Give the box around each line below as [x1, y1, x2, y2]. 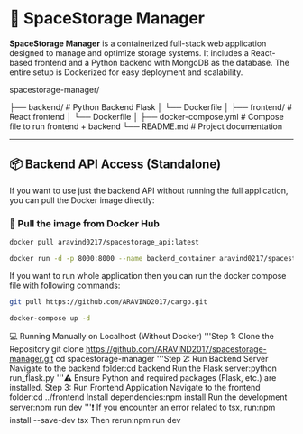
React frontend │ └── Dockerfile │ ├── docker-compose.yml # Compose [9, 111, 284, 122]
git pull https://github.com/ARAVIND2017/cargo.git [9, 297, 207, 306]
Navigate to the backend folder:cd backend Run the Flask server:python [9, 363, 278, 374]
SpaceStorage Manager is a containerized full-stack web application [9, 38, 267, 49]
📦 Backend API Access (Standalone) [9, 157, 222, 172]
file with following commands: [9, 280, 121, 291]
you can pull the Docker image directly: [9, 194, 155, 206]
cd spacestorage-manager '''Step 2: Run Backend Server [55, 353, 269, 364]
